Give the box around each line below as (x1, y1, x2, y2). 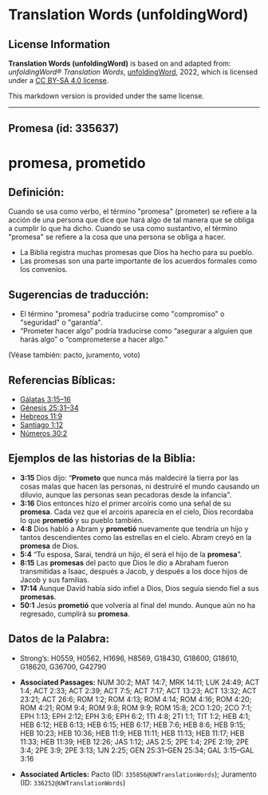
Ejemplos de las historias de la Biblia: (8, 452, 196, 465)
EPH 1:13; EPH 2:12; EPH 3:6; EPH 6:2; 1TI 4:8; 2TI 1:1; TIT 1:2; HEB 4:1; (19, 711, 251, 721)
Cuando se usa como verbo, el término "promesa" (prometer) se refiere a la (8, 206, 258, 217)
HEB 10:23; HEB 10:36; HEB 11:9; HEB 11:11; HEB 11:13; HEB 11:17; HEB (19, 728, 245, 737)
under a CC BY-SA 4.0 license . (8, 76, 109, 85)
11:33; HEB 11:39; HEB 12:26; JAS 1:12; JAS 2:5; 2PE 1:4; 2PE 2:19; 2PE (19, 737, 250, 746)
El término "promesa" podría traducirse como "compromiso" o (19, 310, 225, 319)
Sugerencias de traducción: (8, 288, 149, 302)
